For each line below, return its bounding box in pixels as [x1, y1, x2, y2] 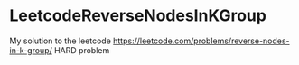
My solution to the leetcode [9, 35, 111, 46]
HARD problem [53, 44, 110, 55]
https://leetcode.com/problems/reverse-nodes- [112, 35, 291, 46]
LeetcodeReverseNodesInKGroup [9, 5, 266, 26]
